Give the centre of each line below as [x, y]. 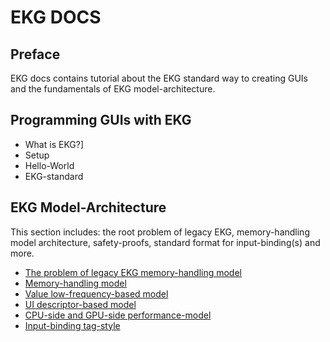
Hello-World [49, 165]
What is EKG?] [54, 144]
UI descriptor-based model [80, 304]
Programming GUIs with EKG [101, 120]
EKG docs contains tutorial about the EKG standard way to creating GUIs [159, 78]
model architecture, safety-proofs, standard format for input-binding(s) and [165, 242]
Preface [35, 54]
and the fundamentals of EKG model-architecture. [113, 89]
